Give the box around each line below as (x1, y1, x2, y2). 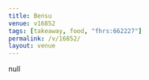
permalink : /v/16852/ (8, 34, 81, 43)
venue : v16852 (8, 19, 56, 27)
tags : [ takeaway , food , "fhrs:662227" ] (8, 27, 143, 35)
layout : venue (8, 42, 56, 50)
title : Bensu (8, 11, 52, 20)
